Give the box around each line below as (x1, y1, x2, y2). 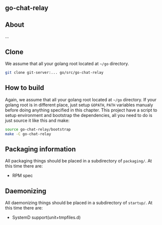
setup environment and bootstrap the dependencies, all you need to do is (5, 112, 153, 118)
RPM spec (12, 173, 33, 179)
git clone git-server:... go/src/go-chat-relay (5, 70, 104, 75)
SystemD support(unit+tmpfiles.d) (12, 215, 81, 221)
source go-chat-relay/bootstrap (5, 127, 71, 132)
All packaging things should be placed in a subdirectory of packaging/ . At (5, 158, 152, 164)
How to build (5, 84, 44, 92)
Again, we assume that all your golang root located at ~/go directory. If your (5, 96, 157, 102)
